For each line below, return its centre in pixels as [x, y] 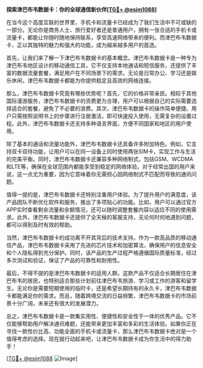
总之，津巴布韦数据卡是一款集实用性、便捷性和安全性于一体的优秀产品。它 [99, 316]
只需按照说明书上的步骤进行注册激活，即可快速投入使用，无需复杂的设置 [101, 116]
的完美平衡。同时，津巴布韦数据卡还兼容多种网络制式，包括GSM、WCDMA [100, 159]
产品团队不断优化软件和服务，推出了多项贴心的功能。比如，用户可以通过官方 [101, 202]
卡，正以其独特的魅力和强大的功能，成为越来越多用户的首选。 [83, 45]
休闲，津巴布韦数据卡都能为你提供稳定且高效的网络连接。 [83, 80]
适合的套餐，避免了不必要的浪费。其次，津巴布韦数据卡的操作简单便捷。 [101, 108]
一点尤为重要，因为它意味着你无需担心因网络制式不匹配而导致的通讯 [107, 174]
